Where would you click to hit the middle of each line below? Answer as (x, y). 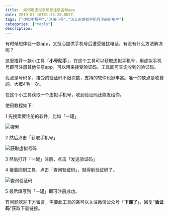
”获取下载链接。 (26, 208)
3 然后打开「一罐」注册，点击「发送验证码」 (51, 159)
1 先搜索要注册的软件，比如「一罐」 (42, 116)
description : (19, 29)
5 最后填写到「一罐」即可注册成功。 (43, 191)
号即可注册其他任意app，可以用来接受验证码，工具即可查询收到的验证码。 (82, 67)
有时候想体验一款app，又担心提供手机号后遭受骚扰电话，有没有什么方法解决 (84, 44)
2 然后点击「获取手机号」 (31, 138)
